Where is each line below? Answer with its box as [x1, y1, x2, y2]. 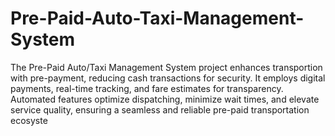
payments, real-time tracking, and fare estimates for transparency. [10, 82, 284, 94]
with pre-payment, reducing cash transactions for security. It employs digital [10, 72, 326, 84]
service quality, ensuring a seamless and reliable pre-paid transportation [10, 103, 310, 116]
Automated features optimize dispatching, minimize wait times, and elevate [10, 93, 320, 105]
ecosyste [10, 114, 48, 126]
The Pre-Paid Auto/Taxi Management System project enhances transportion [10, 61, 323, 73]
